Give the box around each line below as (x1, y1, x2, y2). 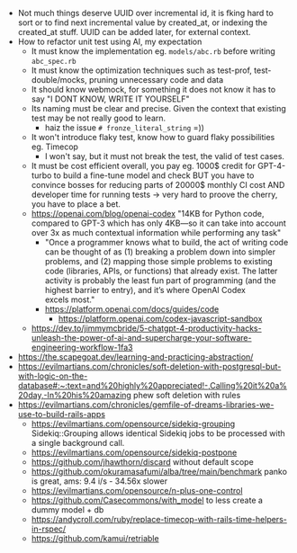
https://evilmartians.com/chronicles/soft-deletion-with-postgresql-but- (17, 361, 282, 371)
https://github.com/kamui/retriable (31, 533, 159, 543)
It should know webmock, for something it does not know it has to (31, 85, 276, 94)
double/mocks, (31, 75, 87, 85)
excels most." (44, 294, 95, 305)
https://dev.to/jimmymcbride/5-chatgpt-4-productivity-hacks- (31, 323, 263, 334)
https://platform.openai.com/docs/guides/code (44, 304, 220, 314)
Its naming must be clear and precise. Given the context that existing (31, 103, 286, 113)
